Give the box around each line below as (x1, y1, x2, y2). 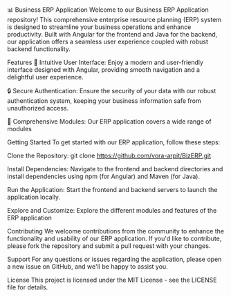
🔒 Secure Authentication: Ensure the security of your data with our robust (7, 87, 216, 95)
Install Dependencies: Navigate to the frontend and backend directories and (7, 165, 223, 173)
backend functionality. (7, 45, 71, 53)
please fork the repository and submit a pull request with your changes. (7, 242, 211, 250)
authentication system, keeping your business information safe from (7, 97, 202, 105)
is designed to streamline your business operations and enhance (7, 23, 192, 31)
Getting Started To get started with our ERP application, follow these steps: (7, 138, 221, 146)
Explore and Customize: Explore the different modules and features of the (7, 207, 217, 214)
